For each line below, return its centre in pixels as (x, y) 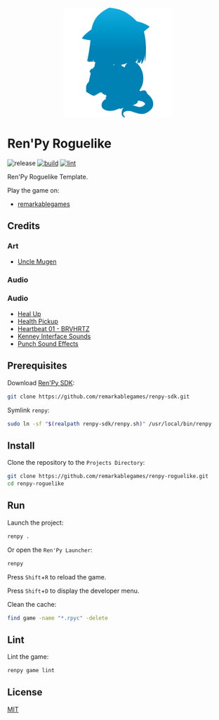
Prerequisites (37, 366)
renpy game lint (31, 671)
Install (21, 445)
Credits (24, 226)
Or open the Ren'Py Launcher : (50, 550)
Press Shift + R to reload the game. (57, 577)
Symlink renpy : (28, 410)
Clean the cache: (32, 604)
